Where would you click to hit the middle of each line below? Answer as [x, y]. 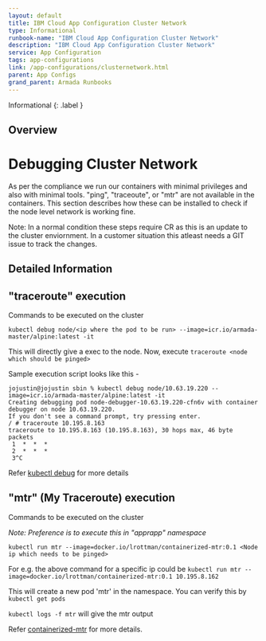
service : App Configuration [55, 53]
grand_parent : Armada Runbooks [60, 82]
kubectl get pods [37, 599]
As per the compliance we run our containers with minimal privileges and [128, 186]
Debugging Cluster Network [103, 164]
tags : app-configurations [51, 61]
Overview [33, 129]
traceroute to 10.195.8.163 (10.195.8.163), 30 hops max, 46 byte [121, 431]
